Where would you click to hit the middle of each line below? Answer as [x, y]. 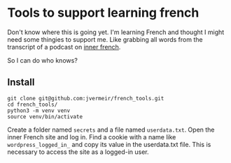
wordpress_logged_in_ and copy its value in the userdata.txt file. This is [109, 144]
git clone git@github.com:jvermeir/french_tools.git [86, 98]
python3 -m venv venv [39, 110]
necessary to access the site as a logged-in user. [78, 152]
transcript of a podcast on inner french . [64, 47]
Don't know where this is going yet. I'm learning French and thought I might [116, 32]
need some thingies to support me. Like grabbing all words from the [105, 39]
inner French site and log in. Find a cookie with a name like [92, 137]
